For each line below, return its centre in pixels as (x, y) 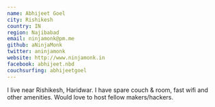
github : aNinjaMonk (35, 45)
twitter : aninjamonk (37, 52)
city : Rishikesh (30, 20)
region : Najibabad (33, 32)
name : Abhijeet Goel (37, 13)
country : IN (24, 26)
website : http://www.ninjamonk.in (56, 58)
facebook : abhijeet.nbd (41, 64)
